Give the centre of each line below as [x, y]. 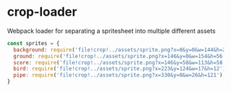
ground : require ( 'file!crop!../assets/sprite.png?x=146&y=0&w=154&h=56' [120, 56]
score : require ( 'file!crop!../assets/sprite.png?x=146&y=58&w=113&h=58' [120, 62]
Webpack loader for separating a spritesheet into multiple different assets [111, 31]
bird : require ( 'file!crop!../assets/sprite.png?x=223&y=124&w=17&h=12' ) [120, 69]
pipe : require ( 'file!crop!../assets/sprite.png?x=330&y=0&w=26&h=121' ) [118, 75]
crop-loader [42, 12]
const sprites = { [33, 43]
